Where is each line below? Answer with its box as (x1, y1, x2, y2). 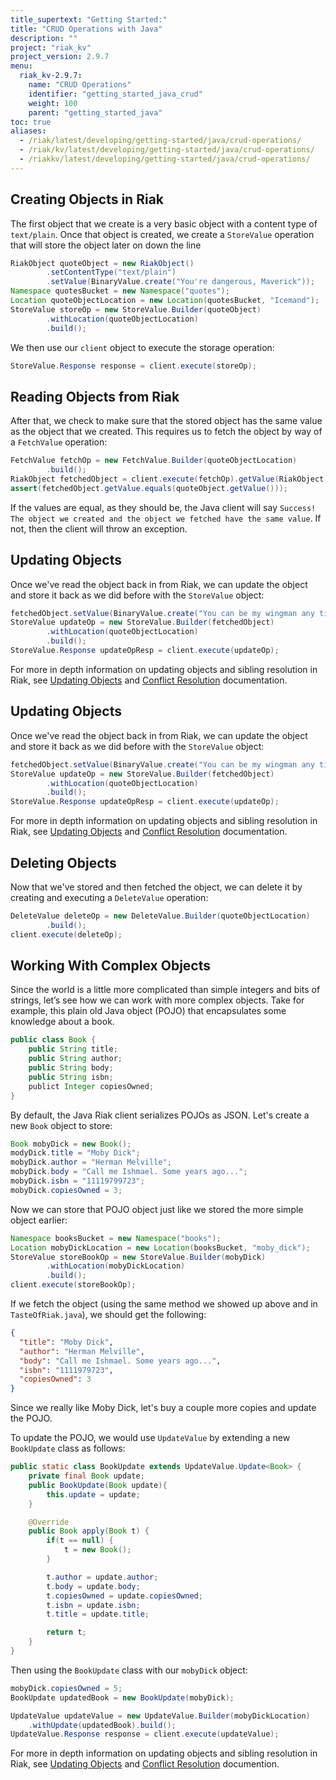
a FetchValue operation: (10, 436, 108, 448)
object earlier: (10, 1214, 68, 1226)
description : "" (10, 33, 78, 43)
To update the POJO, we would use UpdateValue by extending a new (10, 1432, 291, 1444)
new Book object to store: (10, 1119, 113, 1131)
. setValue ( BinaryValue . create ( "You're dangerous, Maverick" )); (46, 277, 315, 287)
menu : (10, 61, 33, 71)
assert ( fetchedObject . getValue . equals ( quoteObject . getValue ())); (10, 483, 288, 493)
